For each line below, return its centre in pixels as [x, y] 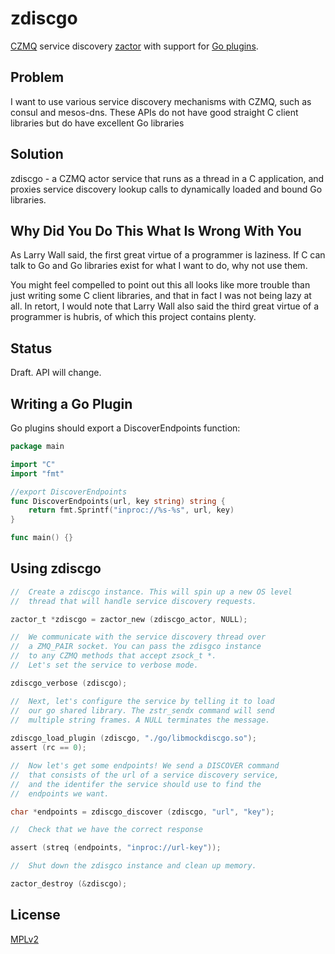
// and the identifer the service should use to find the [136, 784]
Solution [37, 154]
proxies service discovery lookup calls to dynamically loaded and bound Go [166, 189]
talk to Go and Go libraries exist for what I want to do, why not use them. [159, 266]
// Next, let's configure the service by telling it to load [142, 701]
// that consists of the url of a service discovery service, [145, 775]
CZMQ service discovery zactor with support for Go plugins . [134, 46]
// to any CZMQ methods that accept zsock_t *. [113, 656]
